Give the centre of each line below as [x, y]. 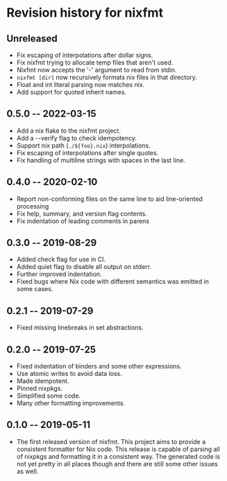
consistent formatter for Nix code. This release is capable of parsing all [118, 449]
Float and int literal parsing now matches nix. [81, 84]
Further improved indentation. [59, 274]
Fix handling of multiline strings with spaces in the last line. [101, 160]
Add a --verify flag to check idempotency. [76, 138]
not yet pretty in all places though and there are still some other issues [117, 464]
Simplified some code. [49, 396]
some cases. [35, 289]
